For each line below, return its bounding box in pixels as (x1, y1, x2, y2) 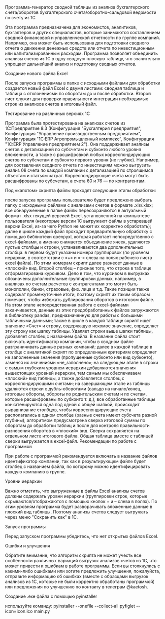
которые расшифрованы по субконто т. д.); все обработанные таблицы (5, 396, 155, 402)
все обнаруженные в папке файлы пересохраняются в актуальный (5, 207, 147, 213)
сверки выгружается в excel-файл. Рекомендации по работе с (5, 438, 137, 444)
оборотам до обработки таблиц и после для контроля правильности (5, 423, 150, 428)
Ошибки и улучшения (5, 543, 50, 548)
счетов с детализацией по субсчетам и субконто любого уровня (5, 147, 141, 152)
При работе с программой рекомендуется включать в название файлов (5, 453, 158, 459)
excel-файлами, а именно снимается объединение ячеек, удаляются (5, 239, 151, 245)
